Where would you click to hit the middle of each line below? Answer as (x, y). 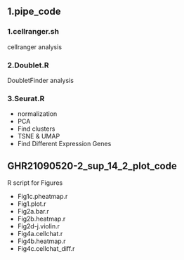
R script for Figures (35, 183)
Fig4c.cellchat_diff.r (46, 249)
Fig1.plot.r (32, 204)
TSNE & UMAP (39, 136)
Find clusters (36, 129)
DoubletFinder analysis (40, 80)
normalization (37, 114)
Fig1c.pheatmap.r (42, 197)
